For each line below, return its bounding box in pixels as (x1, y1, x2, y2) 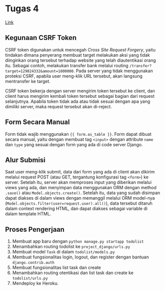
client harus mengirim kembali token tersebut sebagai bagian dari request (5, 93, 155, 99)
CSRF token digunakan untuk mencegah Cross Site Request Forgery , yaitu (5, 46, 156, 52)
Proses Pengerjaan (5, 225, 65, 234)
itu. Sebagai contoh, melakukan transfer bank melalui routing (5, 62, 129, 68)
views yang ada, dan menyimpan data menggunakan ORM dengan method (5, 185, 157, 191)
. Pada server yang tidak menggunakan (73, 68, 153, 74)
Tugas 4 (5, 3, 39, 14)
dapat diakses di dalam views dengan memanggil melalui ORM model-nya (5, 195, 155, 201)
